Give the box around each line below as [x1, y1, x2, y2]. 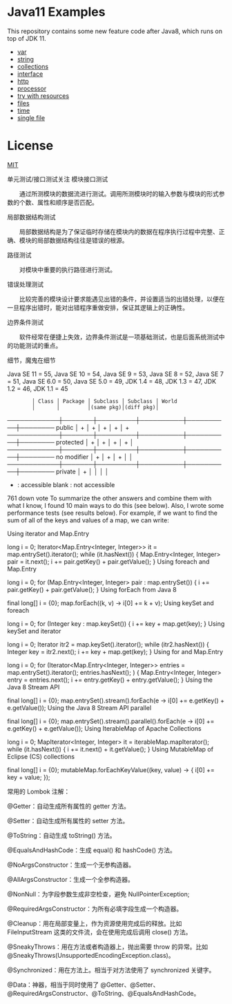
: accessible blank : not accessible [17, 480, 115, 489]
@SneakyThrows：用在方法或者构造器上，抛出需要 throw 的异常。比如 [7, 943, 209, 951]
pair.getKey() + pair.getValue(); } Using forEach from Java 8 [7, 585, 177, 593]
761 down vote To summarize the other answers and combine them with [7, 494, 212, 502]
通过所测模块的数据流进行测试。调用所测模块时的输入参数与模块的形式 [19, 189, 219, 197]
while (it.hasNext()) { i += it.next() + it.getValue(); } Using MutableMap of [7, 745, 214, 753]
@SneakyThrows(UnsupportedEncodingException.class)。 [7, 951, 175, 959]
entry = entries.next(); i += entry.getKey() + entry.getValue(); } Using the [7, 676, 213, 684]
